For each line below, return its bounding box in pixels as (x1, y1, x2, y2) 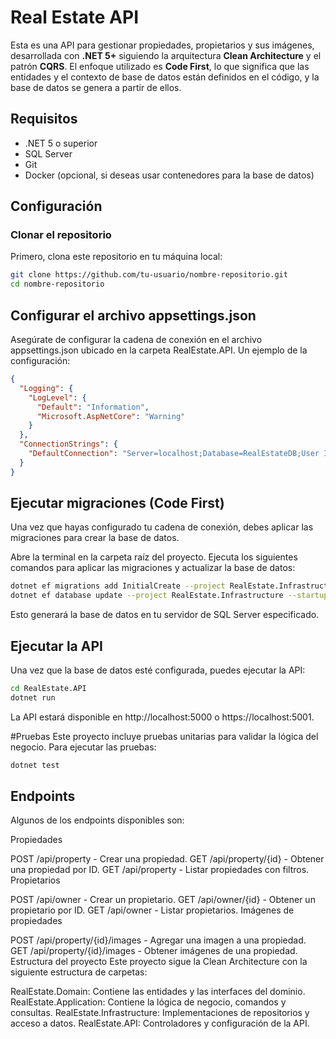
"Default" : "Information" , (36, 402, 150, 412)
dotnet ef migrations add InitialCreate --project (10, 581, 226, 591)
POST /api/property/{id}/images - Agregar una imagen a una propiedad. (10, 934, 307, 946)
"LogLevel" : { (28, 392, 87, 403)
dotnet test (10, 760, 60, 770)
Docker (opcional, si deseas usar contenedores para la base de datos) (24, 169, 315, 181)
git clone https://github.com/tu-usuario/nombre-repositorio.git (10, 270, 288, 280)
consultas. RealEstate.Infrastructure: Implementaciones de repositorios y (10, 1007, 310, 1019)
